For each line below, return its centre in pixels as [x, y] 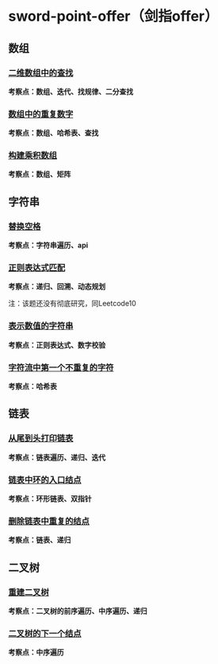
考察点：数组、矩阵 [40, 174]
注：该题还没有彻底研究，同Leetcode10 [72, 304]
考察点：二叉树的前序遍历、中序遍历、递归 [78, 611]
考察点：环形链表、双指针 [50, 499]
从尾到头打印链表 [41, 438]
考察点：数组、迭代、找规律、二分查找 [71, 91]
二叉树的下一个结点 [45, 633]
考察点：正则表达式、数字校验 [57, 345]
